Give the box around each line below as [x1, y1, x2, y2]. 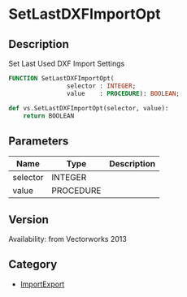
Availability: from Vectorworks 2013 [8, 235, 128, 243]
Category [8, 257, 58, 272]
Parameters [8, 134, 69, 148]
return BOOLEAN [23, 111, 75, 120]
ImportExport [20, 279, 65, 289]
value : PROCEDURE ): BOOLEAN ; [66, 89, 180, 97]
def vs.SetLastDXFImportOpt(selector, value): [8, 104, 169, 112]
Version [8, 213, 49, 226]
